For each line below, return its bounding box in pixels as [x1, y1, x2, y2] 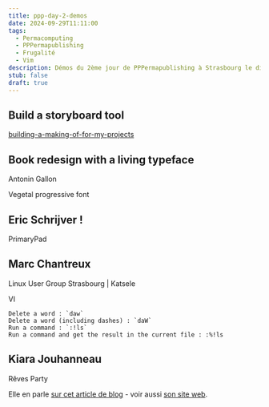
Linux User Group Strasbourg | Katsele [8, 278, 136, 288]
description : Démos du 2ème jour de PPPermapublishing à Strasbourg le [8, 64, 252, 72]
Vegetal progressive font [8, 190, 90, 199]
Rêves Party [8, 373, 48, 383]
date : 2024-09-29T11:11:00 [8, 19, 98, 27]
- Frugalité [15, 49, 56, 57]
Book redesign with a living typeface [8, 153, 195, 167]
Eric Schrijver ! [8, 213, 83, 227]
